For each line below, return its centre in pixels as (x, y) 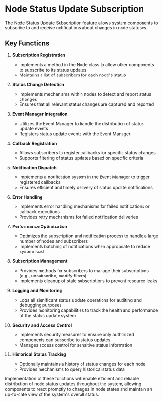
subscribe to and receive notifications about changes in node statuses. (76, 27)
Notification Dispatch (34, 167)
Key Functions (27, 43)
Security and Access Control (42, 325)
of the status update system (48, 315)
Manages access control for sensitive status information (76, 345)
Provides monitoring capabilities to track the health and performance (89, 310)
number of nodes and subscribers (54, 241)
